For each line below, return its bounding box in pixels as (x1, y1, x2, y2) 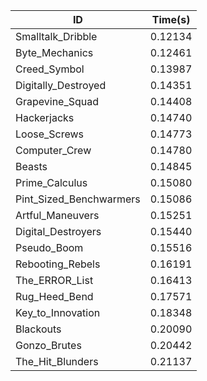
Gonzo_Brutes (15, 339, 82, 352)
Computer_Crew (15, 144, 92, 157)
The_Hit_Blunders (15, 355, 99, 368)
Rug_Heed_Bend (15, 290, 94, 303)
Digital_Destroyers (15, 225, 102, 238)
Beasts (15, 160, 48, 173)
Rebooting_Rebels (15, 257, 101, 271)
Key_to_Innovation (15, 306, 101, 319)
